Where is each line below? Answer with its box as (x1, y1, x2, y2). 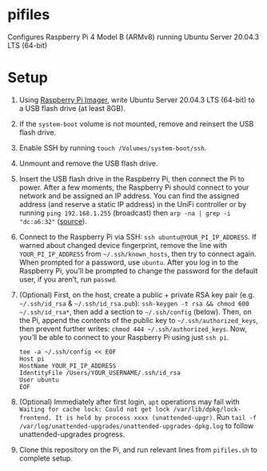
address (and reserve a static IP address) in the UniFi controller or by (18, 199, 247, 209)
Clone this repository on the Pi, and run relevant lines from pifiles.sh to (18, 445, 257, 454)
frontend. (18, 413, 53, 421)
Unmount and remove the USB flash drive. (18, 158, 158, 168)
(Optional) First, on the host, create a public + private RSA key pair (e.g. (18, 289, 255, 299)
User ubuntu (18, 376, 59, 384)
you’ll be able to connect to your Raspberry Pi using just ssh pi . (18, 332, 229, 341)
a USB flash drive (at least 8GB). (18, 103, 126, 113)
